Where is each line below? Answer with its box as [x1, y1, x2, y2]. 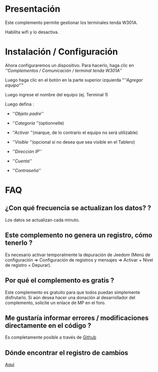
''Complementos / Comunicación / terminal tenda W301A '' [5, 67, 123, 73]
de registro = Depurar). [5, 262, 52, 268]
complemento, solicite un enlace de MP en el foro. [5, 300, 106, 306]
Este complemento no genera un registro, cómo [5, 231, 153, 240]
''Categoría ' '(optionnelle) [12, 120, 64, 126]
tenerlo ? [5, 239, 33, 247]
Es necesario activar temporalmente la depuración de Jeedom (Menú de [5, 252, 151, 258]
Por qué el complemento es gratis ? [5, 276, 115, 284]
